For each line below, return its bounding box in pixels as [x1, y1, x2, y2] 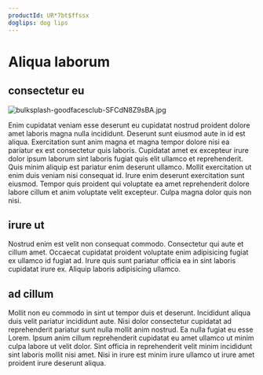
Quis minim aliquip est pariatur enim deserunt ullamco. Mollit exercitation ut [8, 162, 252, 172]
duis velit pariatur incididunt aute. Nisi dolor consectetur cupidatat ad [8, 317, 232, 326]
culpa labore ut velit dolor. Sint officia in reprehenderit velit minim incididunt [8, 342, 253, 351]
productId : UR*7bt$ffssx [8, 11, 89, 20]
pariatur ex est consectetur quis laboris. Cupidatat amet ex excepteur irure [8, 145, 249, 154]
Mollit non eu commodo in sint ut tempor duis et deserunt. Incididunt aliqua [8, 308, 251, 317]
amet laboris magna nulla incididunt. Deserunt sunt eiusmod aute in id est [8, 128, 246, 138]
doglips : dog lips [8, 19, 68, 27]
